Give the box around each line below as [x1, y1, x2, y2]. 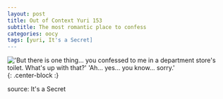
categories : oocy [7, 30, 59, 37]
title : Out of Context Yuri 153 [7, 17, 102, 24]
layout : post [7, 10, 46, 18]
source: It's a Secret [7, 85, 66, 93]
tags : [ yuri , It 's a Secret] [7, 37, 93, 44]
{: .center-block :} [7, 71, 59, 80]
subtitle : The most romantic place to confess [7, 23, 147, 30]
